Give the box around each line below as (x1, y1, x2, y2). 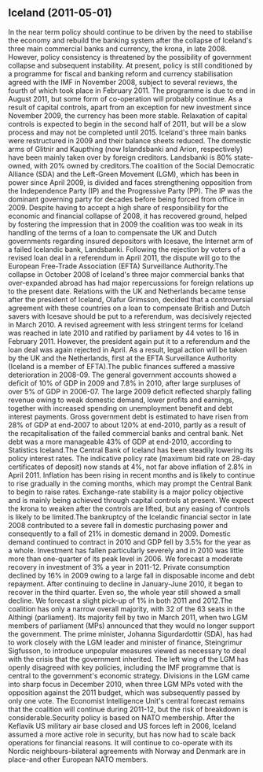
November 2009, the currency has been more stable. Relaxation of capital (8, 110, 247, 120)
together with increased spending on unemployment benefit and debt (8, 403, 233, 412)
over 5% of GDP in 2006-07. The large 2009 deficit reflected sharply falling (8, 386, 252, 396)
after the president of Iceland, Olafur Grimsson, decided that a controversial (8, 294, 254, 304)
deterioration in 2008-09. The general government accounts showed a (8, 370, 237, 379)
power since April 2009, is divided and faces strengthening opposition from (8, 177, 253, 187)
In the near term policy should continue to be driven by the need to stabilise (8, 27, 253, 36)
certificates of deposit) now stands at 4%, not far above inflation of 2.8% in (8, 462, 253, 471)
